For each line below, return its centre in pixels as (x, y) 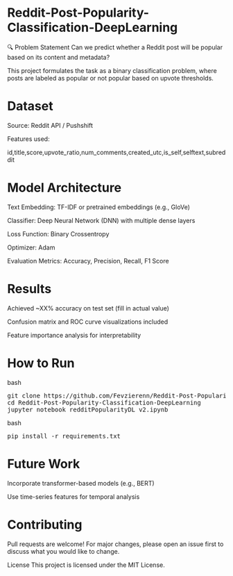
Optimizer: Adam (31, 247)
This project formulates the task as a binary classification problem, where (112, 70)
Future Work (44, 464)
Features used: (28, 139)
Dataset (30, 106)
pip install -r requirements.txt (64, 436)
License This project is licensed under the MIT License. (86, 565)
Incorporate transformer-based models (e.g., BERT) (81, 483)
